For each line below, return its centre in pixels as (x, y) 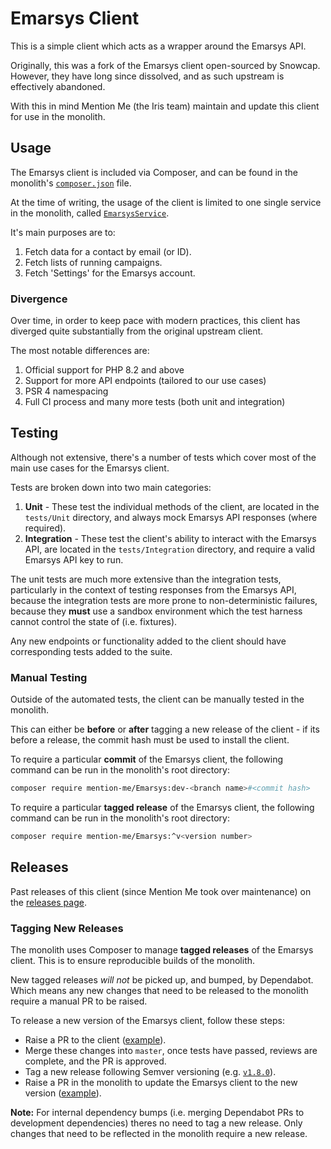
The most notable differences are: (80, 351)
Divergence (39, 299)
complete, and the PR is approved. (95, 1061)
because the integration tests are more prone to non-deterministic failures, (164, 600)
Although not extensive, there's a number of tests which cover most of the (163, 457)
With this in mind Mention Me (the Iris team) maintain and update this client (165, 106)
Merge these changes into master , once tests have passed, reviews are (171, 1051)
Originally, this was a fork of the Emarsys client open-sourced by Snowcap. (165, 65)
